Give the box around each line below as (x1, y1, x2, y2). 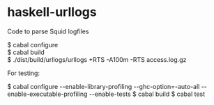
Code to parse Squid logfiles (7, 27, 89, 35)
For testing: (7, 69, 40, 77)
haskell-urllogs (7, 4, 97, 20)
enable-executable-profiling (7, 90, 88, 98)
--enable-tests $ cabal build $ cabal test (89, 90, 206, 98)
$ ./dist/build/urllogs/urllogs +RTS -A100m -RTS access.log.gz (7, 55, 187, 63)
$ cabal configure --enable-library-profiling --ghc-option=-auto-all (7, 82, 200, 90)
